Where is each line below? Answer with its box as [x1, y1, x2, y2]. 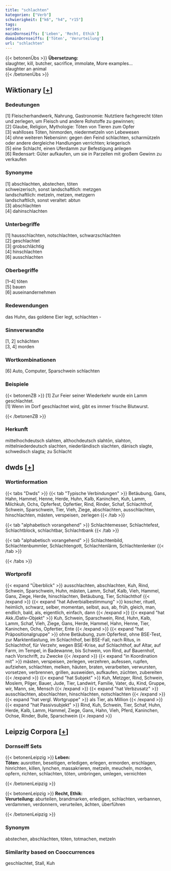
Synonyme [5, 169, 33, 176]
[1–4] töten [5, 278, 28, 284]
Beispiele [5, 381, 29, 388]
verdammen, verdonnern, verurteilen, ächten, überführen [5, 801, 126, 808]
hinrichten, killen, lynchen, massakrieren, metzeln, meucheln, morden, [5, 765, 153, 771]
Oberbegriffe [5, 266, 38, 274]
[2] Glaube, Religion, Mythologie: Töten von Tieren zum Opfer [5, 124, 135, 130]
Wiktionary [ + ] [5, 86, 53, 95]
